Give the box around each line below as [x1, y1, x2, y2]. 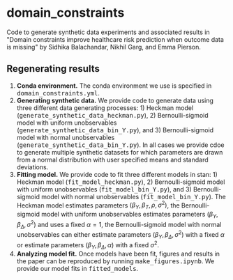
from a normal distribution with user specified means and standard [16, 155, 209, 164]
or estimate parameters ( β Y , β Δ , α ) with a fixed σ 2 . [16, 239, 160, 251]
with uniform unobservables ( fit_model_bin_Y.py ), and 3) [16, 185, 193, 193]
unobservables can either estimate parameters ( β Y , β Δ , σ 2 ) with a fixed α [16, 229, 225, 240]
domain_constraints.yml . [16, 88, 100, 97]
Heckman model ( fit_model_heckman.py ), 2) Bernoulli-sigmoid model [16, 178, 225, 186]
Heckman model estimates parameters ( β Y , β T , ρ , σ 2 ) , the [16, 200, 180, 211]
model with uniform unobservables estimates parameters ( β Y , [40, 210, 218, 220]
